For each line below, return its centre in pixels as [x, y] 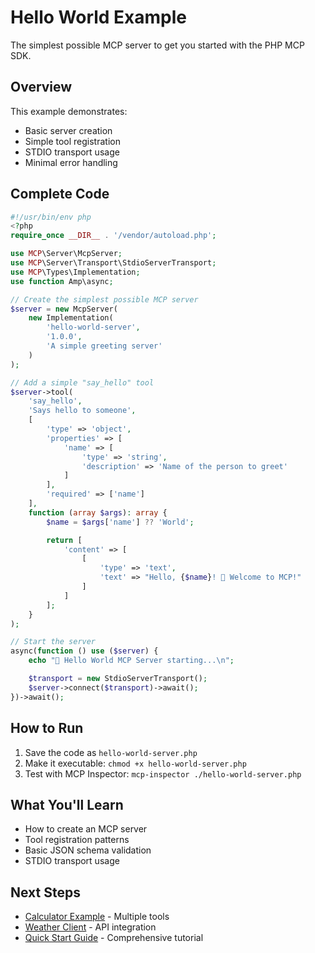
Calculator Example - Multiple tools [97, 917]
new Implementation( [71, 318]
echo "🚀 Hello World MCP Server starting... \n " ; [131, 661]
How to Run [47, 728]
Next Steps [45, 892]
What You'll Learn [67, 804]
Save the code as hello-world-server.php [111, 752]
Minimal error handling [71, 162]
